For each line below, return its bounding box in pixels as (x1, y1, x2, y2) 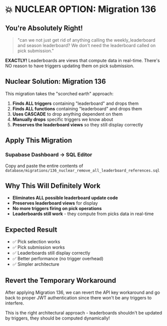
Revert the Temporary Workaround (5, 276, 116, 284)
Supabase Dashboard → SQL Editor (5, 151, 92, 158)
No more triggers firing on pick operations (12, 206, 102, 212)
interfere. (5, 300, 24, 306)
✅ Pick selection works (12, 239, 60, 245)
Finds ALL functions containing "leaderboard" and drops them (12, 105, 142, 111)
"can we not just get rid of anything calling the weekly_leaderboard (17, 37, 156, 43)
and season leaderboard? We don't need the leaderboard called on (17, 43, 156, 48)
